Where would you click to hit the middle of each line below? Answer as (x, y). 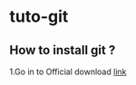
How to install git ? (63, 50)
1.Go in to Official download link (68, 71)
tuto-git (39, 17)
